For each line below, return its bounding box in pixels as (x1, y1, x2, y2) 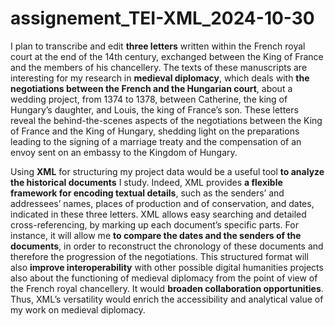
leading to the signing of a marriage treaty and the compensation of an (10, 135, 302, 147)
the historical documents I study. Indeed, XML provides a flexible (10, 176, 283, 188)
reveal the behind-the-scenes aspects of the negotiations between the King (10, 114, 323, 126)
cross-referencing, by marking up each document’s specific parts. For (10, 218, 299, 231)
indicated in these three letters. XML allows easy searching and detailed (10, 208, 307, 220)
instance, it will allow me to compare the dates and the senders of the (10, 229, 302, 241)
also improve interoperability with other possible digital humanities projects (10, 261, 324, 273)
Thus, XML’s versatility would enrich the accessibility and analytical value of (10, 293, 324, 305)
